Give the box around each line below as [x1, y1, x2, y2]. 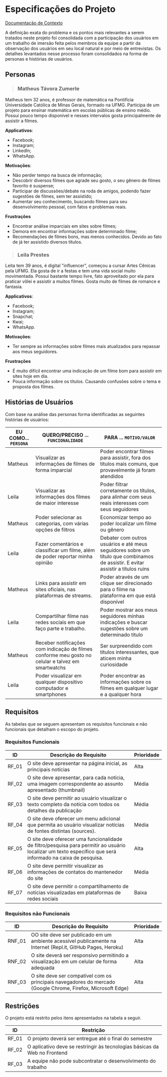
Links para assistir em [35, 580, 86, 586]
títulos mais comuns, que [100, 460, 159, 467]
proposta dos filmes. [12, 384, 55, 390]
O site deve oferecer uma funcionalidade [27, 835, 123, 842]
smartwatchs [35, 664, 66, 671]
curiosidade [100, 661, 128, 668]
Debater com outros [100, 534, 147, 541]
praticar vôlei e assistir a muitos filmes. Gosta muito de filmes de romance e [5, 278, 161, 284]
